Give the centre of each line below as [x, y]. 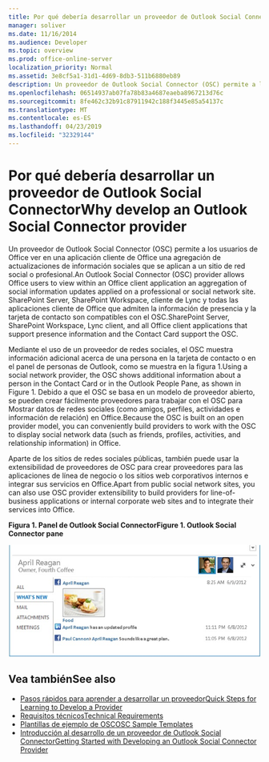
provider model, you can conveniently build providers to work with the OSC [132, 426]
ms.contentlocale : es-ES [50, 118]
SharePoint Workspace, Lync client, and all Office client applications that [128, 325]
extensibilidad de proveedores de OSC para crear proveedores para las [126, 467]
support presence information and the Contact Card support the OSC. [123, 334]
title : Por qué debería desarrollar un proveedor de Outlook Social [125, 17]
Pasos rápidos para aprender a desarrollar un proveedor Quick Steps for [138, 698]
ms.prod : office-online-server [60, 59]
